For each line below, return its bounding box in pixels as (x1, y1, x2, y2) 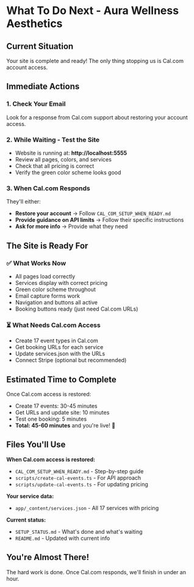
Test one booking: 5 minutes (15, 415, 87, 423)
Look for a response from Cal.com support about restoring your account (6, 114, 188, 121)
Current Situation (6, 41, 74, 51)
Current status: (6, 516, 46, 523)
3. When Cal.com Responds (6, 184, 90, 193)
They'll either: (6, 198, 41, 205)
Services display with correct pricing (15, 279, 108, 286)
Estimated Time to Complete (6, 374, 117, 385)
